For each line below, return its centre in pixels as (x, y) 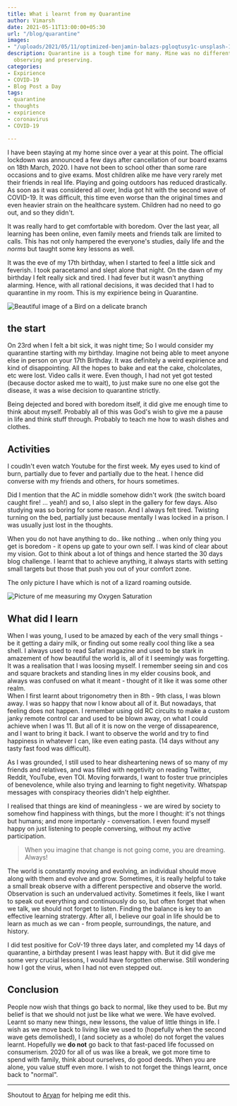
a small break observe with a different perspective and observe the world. (115, 886)
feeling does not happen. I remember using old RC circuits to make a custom (119, 711)
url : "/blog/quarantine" (44, 34)
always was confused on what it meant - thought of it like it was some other (117, 680)
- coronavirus (28, 119)
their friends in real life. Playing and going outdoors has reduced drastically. (117, 182)
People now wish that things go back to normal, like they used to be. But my (117, 1007)
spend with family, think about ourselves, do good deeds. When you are (112, 1059)
